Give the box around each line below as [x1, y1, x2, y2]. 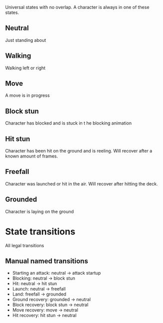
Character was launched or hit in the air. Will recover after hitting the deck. [5, 180, 158, 186]
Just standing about [5, 37, 46, 43]
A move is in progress [5, 92, 50, 99]
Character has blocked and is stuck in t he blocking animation [5, 120, 132, 126]
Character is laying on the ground [5, 208, 74, 214]
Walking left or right [5, 65, 46, 71]
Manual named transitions [5, 257, 88, 266]
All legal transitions [5, 242, 44, 248]
